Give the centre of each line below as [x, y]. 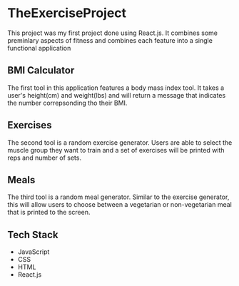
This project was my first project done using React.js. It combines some [113, 33]
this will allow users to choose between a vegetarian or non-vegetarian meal [119, 205]
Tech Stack [33, 234]
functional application [39, 48]
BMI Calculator [41, 70]
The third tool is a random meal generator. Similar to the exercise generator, [118, 197]
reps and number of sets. [45, 158]
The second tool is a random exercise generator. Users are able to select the [120, 142]
